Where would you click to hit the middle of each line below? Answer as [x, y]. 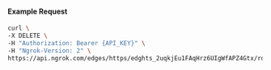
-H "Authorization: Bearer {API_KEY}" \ [77, 43]
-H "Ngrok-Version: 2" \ [49, 51]
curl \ [19, 28]
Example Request [38, 11]
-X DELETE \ [28, 36]
